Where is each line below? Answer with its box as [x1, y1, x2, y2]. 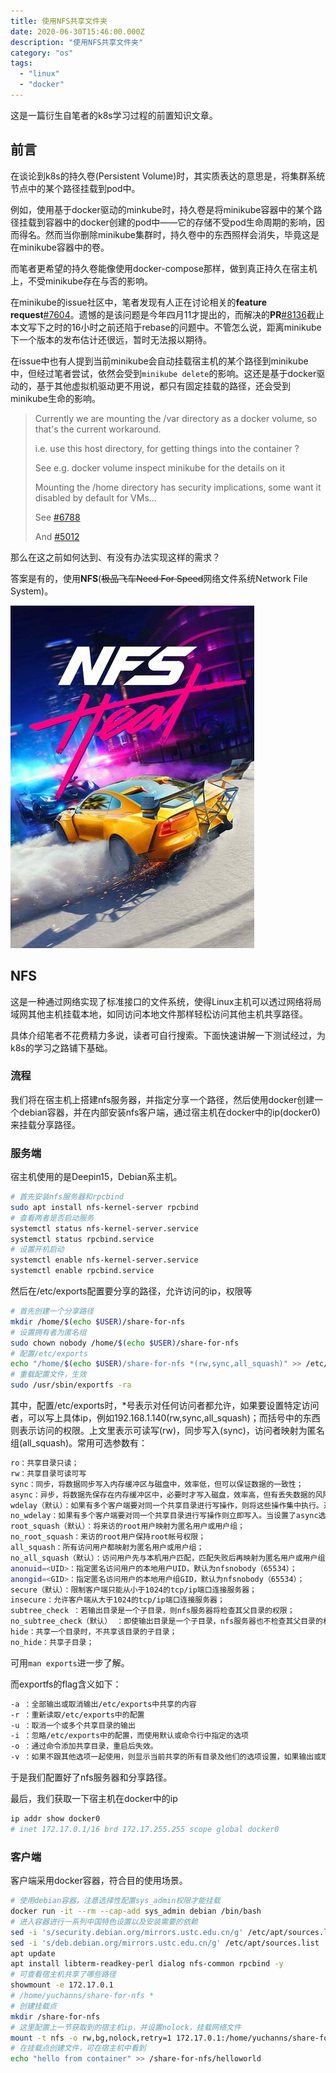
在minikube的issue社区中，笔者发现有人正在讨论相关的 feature [10, 296, 268, 308]
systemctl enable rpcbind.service [10, 1266, 155, 1276]
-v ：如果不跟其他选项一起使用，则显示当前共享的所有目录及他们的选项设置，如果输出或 [10, 1752, 322, 1762]
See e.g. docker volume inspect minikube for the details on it [34, 461, 286, 474]
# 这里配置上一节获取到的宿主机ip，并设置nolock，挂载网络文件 [10, 2022, 242, 2032]
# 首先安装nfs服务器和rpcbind [10, 1192, 125, 1202]
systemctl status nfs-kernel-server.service [10, 1223, 199, 1234]
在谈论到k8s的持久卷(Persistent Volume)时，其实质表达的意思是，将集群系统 [10, 170, 326, 182]
